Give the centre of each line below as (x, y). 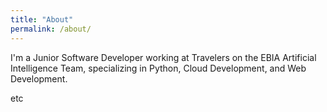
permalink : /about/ (51, 29)
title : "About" (42, 19)
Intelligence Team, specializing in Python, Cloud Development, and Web (158, 68)
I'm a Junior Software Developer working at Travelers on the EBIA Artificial (163, 57)
